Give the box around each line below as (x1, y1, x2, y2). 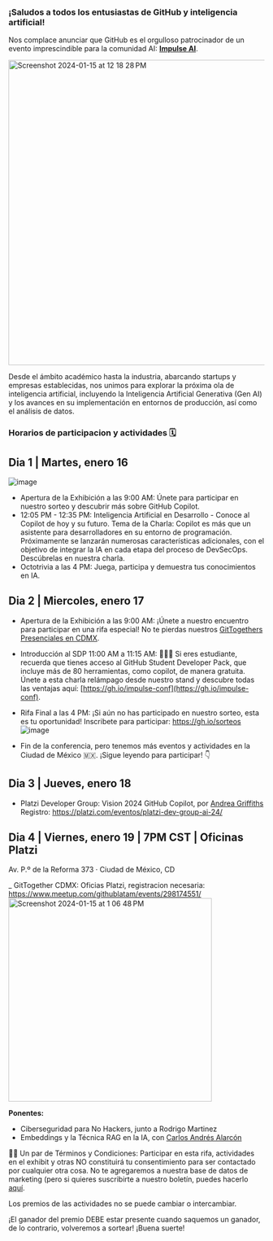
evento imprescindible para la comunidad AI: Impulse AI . (8, 44, 198, 54)
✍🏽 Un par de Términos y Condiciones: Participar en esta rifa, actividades (8, 1148, 254, 1158)
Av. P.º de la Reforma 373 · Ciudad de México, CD (8, 865, 175, 875)
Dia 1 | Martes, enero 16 (8, 455, 128, 470)
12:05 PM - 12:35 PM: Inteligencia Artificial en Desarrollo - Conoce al (19, 510, 250, 520)
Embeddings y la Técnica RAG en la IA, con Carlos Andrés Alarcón (19, 1133, 242, 1143)
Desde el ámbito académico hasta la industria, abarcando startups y (8, 372, 237, 382)
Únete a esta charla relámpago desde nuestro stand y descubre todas (19, 675, 255, 684)
